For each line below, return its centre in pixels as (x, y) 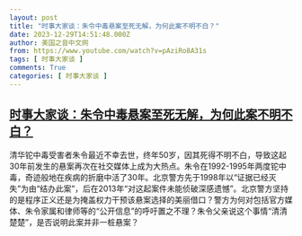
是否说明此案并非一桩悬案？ (88, 222)
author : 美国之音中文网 (49, 43)
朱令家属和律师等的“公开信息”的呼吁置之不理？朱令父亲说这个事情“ (148, 211)
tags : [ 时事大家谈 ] (46, 59)
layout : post (34, 17)
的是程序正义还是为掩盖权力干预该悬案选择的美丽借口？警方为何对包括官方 (147, 199)
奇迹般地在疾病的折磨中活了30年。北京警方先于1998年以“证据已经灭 (151, 177)
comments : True (38, 68)
